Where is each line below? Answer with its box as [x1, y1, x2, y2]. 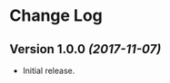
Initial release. [22, 65, 75, 76]
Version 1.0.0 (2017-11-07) [9, 41, 162, 57]
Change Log [9, 5, 103, 26]
